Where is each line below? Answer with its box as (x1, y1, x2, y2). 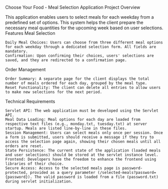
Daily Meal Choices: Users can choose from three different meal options (5, 40, 163, 45)
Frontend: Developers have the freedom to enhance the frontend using (5, 157, 156, 162)
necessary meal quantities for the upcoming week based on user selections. (5, 25, 163, 31)
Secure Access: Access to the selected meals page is (5, 166, 121, 171)
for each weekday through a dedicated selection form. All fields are (5, 44, 156, 50)
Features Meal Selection (5, 30, 55, 36)
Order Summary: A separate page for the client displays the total (5, 76, 150, 81)
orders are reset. (5, 144, 44, 149)
